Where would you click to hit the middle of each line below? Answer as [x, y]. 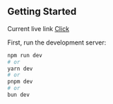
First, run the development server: [57, 42]
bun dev [19, 95]
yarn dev [20, 69]
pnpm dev [20, 82]
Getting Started [42, 12]
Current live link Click [38, 28]
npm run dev [25, 55]
